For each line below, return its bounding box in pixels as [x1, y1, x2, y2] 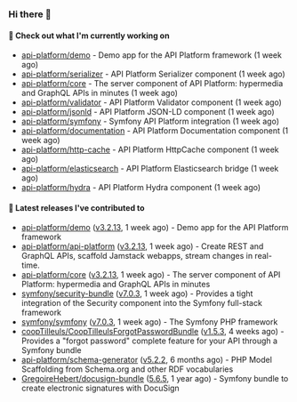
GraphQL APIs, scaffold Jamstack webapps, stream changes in [20, 251, 253, 261]
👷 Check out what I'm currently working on [8, 30, 170, 41]
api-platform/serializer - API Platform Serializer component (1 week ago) [20, 68, 285, 79]
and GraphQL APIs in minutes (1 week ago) [20, 88, 179, 99]
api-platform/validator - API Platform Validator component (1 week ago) [20, 97, 282, 108]
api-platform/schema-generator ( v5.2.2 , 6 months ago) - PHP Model [20, 355, 273, 366]
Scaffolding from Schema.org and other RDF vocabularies [20, 364, 234, 374]
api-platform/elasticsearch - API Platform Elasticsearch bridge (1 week [20, 164, 279, 174]
